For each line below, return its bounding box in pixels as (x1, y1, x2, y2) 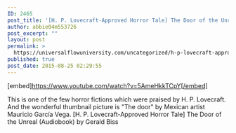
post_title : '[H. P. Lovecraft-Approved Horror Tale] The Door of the (7, 17, 218, 24)
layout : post (7, 36, 46, 43)
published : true (7, 56, 55, 63)
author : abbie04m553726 (7, 23, 77, 30)
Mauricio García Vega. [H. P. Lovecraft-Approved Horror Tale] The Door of (7, 110, 222, 118)
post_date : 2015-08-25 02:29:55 (7, 62, 102, 69)
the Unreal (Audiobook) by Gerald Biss (7, 117, 119, 126)
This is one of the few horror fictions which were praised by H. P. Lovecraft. (7, 95, 226, 104)
